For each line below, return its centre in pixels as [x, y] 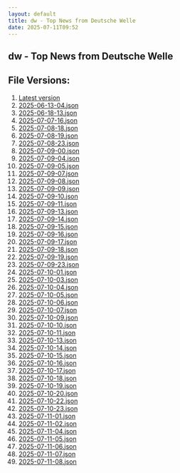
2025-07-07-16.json [48, 120]
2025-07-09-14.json [48, 219]
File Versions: [39, 80]
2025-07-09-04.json [49, 158]
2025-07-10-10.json [47, 325]
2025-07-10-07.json [48, 310]
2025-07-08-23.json [49, 143]
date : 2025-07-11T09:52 [43, 27]
